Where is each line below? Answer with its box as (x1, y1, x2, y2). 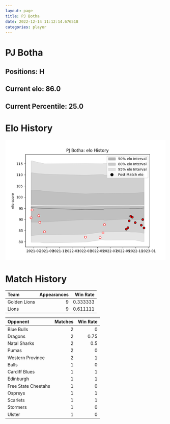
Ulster (7, 411, 20, 417)
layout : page (5, 8, 33, 13)
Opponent (7, 319, 30, 325)
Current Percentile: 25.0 (5, 102, 84, 111)
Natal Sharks (7, 340, 35, 346)
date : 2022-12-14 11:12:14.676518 (5, 19, 79, 24)
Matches (54, 319, 74, 325)
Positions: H (5, 67, 45, 76)
